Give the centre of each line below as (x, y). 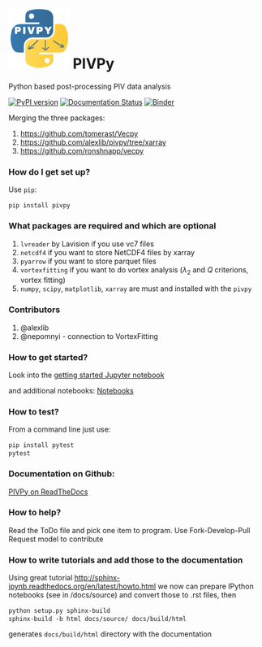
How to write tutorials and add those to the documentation (126, 560)
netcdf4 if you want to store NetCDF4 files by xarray (107, 252)
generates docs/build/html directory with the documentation (110, 634)
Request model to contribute (56, 539)
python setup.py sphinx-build (60, 611)
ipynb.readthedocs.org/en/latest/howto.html (82, 586)
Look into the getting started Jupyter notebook (86, 375)
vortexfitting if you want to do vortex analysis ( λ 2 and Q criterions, (134, 270)
